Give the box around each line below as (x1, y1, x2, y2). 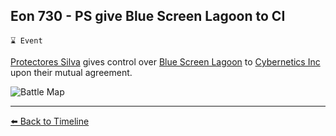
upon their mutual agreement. (10, 66, 133, 78)
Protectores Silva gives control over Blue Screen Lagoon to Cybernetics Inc (10, 55, 321, 68)
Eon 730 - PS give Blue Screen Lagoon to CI (10, 8, 286, 25)
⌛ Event (10, 35, 43, 46)
